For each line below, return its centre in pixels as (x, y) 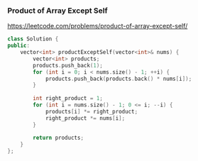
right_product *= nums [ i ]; (85, 118)
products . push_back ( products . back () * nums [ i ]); (119, 79)
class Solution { (33, 39)
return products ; (58, 138)
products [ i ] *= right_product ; (92, 111)
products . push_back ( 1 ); (68, 65)
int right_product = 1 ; (68, 99)
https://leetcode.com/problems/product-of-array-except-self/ (98, 26)
